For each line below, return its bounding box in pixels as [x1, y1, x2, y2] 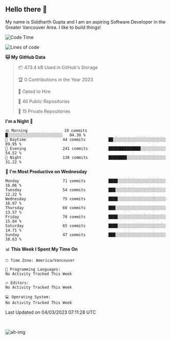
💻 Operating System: [5, 294, 51, 299]
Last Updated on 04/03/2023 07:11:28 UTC [5, 309, 96, 315]
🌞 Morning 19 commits [5, 128, 88, 133]
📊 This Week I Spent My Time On [5, 246, 78, 252]
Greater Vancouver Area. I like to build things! [5, 24, 101, 30]
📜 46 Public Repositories [17, 98, 70, 104]
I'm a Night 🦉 [5, 118, 33, 124]
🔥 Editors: [5, 280, 29, 285]
